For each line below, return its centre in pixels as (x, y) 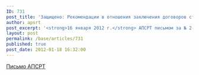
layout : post (22, 33)
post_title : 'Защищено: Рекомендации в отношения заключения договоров (96, 17)
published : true (26, 45)
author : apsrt (24, 22)
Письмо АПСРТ (26, 66)
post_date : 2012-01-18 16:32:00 (46, 50)
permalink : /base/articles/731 (45, 39)
